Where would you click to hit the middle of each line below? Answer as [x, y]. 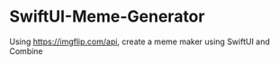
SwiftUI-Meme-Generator [107, 17]
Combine [26, 50]
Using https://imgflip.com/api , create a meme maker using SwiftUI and [139, 41]
